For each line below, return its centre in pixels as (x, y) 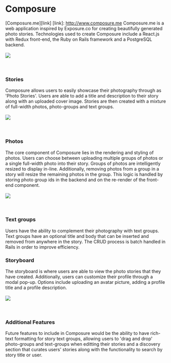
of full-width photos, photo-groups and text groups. (60, 107)
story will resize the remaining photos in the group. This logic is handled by (84, 174)
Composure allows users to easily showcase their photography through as (83, 90)
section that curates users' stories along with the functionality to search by (84, 350)
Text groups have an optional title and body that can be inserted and (77, 236)
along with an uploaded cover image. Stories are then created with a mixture (86, 101)
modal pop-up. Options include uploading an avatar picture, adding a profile (85, 282)
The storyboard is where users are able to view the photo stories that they (83, 272)
